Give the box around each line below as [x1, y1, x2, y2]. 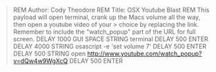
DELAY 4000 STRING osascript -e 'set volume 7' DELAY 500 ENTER [12, 43, 207, 50]
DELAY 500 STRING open [12, 49, 86, 58]
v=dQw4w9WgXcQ [12, 57, 68, 64]
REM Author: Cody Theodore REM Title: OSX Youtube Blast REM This [12, 6, 210, 14]
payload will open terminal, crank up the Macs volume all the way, [12, 13, 201, 21]
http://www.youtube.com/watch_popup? [87, 49, 202, 58]
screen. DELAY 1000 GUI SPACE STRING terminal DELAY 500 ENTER [12, 35, 208, 43]
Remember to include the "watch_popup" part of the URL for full [12, 27, 196, 36]
